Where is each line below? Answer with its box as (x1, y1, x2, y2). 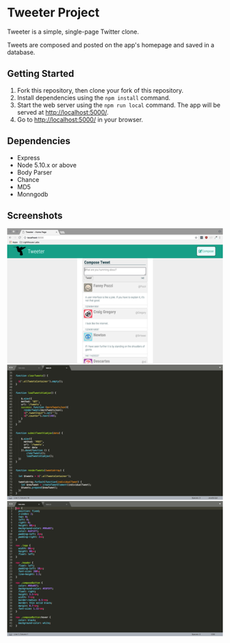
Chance (16, 175, 40, 183)
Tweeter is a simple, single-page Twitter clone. (7, 27, 139, 36)
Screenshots (7, 209, 63, 221)
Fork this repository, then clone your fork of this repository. (16, 86, 183, 94)
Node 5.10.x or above (16, 161, 77, 169)
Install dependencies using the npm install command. (16, 93, 171, 102)
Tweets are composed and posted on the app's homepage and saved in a (7, 40, 214, 49)
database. (7, 48, 36, 56)
